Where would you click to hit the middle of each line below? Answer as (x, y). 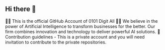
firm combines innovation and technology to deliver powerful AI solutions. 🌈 (83, 31)
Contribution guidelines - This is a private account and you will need (75, 37)
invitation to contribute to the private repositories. (56, 42)
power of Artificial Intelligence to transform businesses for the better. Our (80, 26)
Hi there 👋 (21, 9)
